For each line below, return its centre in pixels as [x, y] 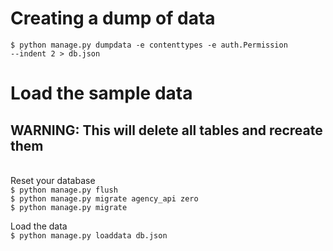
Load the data [39, 226]
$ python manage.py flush [64, 190]
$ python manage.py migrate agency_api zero [104, 198]
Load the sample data [101, 93]
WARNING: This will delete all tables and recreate [166, 130]
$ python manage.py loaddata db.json [89, 235]
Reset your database [53, 180]
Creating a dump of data [113, 18]
